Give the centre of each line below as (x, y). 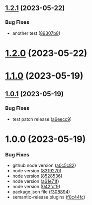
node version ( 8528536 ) (37, 176)
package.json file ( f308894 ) (41, 192)
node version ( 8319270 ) (37, 171)
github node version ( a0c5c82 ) (44, 165)
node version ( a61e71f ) (36, 181)
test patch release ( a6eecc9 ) (42, 119)
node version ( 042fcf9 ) (36, 187)
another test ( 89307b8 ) (36, 33)
